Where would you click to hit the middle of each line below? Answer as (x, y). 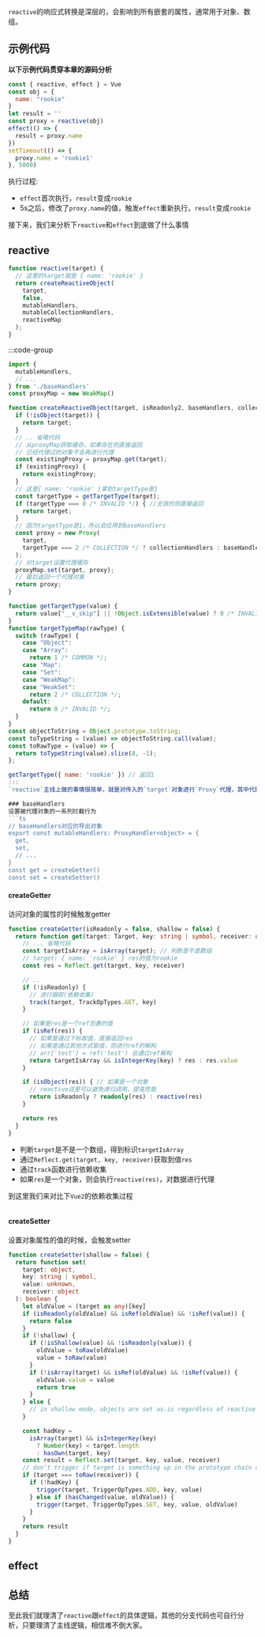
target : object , (49, 1269)
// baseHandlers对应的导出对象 (55, 826)
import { (22, 364)
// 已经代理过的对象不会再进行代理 (65, 452)
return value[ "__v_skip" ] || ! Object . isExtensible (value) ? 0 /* (125, 613)
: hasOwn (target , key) (74, 1453)
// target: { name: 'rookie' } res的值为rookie (100, 959)
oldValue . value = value (75, 1380)
